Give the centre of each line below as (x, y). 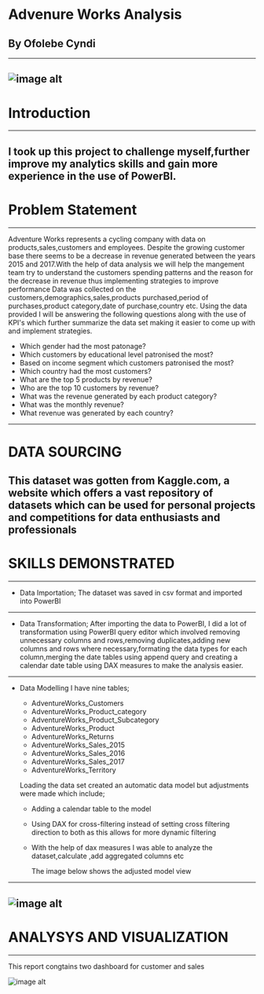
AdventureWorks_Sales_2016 (78, 754)
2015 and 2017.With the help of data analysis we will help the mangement (126, 264)
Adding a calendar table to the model (91, 809)
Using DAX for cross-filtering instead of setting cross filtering (130, 824)
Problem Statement (73, 209)
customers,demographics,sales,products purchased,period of (108, 297)
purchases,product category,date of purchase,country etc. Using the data (128, 306)
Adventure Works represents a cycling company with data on (107, 239)
